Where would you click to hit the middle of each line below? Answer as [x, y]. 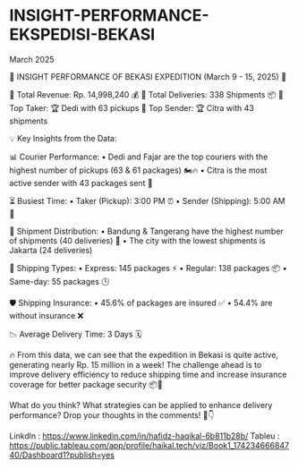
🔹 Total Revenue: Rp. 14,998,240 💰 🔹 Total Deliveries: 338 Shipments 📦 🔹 [146, 94]
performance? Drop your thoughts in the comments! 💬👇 [112, 415]
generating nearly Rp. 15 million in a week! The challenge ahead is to [136, 364]
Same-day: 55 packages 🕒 [60, 281]
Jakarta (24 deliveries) [51, 250]
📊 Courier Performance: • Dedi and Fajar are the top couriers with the [139, 157]
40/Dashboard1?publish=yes [62, 455]
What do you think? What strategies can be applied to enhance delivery [141, 405]
